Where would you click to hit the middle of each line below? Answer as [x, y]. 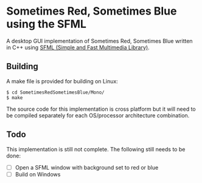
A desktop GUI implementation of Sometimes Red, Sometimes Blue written [99, 41]
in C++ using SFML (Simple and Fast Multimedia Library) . [78, 47]
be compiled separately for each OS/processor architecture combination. [98, 115]
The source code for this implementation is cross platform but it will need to [101, 109]
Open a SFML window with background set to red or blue [87, 167]
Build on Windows [38, 174]
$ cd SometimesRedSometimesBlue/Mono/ [55, 92]
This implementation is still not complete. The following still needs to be [96, 149]
